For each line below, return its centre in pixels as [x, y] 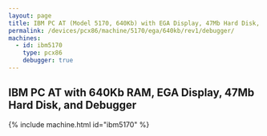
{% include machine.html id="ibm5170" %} [79, 124]
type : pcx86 [42, 53]
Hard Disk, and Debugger [73, 105]
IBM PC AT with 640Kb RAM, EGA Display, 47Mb [131, 93]
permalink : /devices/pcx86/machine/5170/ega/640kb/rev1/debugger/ [121, 30]
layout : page [30, 16]
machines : [25, 38]
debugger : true [48, 61]
